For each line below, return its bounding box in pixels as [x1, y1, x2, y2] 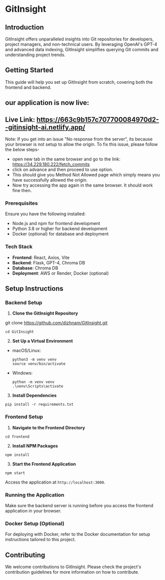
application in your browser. [5, 508, 62, 514]
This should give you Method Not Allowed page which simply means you [12, 172, 160, 178]
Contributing [5, 550, 45, 559]
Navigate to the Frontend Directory [12, 424, 85, 430]
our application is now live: [5, 98, 90, 107]
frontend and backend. [5, 84, 52, 90]
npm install [5, 452, 30, 457]
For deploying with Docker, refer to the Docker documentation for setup [5, 531, 150, 537]
